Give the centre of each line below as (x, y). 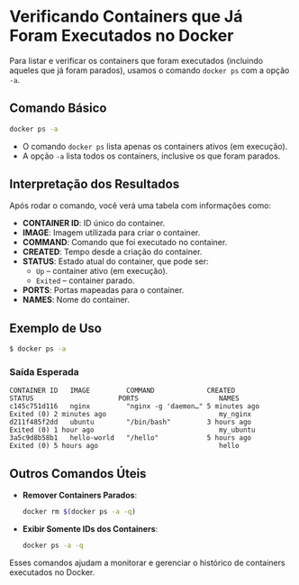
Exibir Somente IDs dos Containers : (90, 529)
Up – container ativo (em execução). (102, 271)
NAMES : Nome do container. (76, 300)
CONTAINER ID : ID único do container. (94, 224)
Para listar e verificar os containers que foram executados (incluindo (136, 60)
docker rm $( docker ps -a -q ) (79, 512)
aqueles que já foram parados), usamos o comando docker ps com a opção (149, 70)
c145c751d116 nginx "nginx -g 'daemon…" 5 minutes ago (134, 407)
